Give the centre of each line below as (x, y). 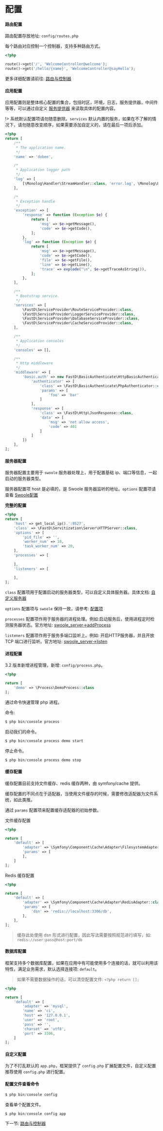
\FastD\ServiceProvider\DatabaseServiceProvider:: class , (81, 318)
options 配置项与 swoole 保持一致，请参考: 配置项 (54, 609)
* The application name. (41, 148)
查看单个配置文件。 (24, 1104)
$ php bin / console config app (36, 1113)
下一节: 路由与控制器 (25, 1124)
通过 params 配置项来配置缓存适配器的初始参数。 (53, 810)
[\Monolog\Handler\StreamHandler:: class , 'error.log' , (79, 183)
